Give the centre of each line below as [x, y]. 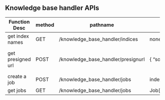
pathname [102, 25]
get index [18, 36]
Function [19, 21]
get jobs [17, 90]
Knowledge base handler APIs [52, 8]
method [45, 25]
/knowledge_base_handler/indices [98, 39]
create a [17, 76]
